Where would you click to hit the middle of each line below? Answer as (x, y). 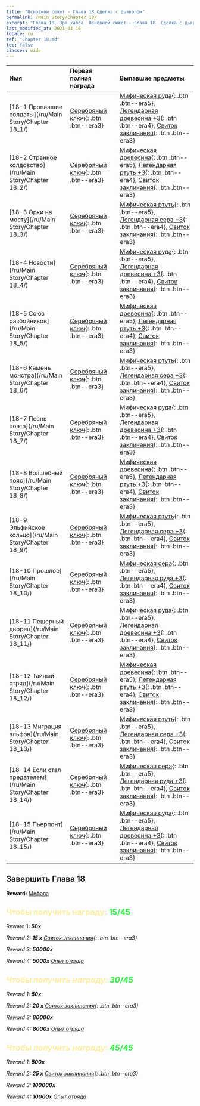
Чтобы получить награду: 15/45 (68, 912)
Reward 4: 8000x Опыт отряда (45, 1029)
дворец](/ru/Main (34, 629)
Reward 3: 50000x (30, 950)
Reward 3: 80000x (30, 1017)
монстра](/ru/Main (36, 375)
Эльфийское (27, 527)
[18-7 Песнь (28, 418)
